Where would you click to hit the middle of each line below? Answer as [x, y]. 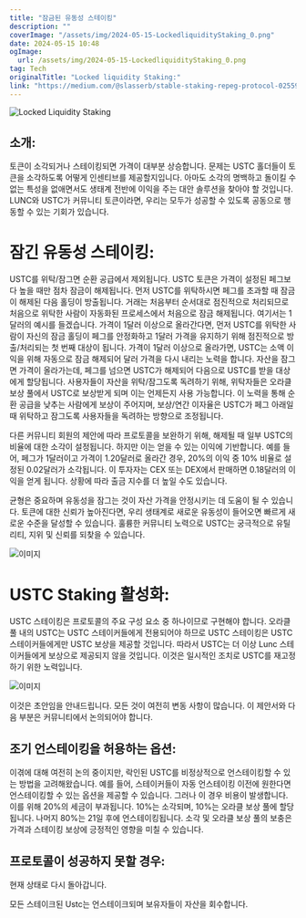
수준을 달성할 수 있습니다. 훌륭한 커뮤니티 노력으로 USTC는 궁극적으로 [150, 523]
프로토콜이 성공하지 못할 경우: [87, 861]
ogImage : [26, 52]
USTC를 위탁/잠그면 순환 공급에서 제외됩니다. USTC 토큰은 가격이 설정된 [138, 279]
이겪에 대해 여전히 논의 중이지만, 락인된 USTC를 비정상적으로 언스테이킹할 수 [145, 773]
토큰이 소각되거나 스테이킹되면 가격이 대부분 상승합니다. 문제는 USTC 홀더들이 [148, 166]
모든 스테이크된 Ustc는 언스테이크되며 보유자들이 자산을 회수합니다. [129, 903]
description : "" [40, 26]
